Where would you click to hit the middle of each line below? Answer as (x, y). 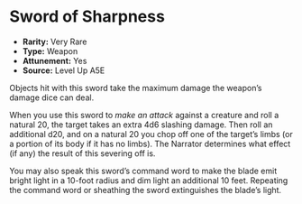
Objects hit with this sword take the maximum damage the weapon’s (136, 88)
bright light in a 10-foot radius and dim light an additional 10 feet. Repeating (149, 180)
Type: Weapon (50, 51)
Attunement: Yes (55, 60)
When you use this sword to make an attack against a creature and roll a (144, 115)
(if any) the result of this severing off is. (82, 153)
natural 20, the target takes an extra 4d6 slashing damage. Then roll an (141, 125)
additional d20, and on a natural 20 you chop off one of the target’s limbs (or (151, 134)
